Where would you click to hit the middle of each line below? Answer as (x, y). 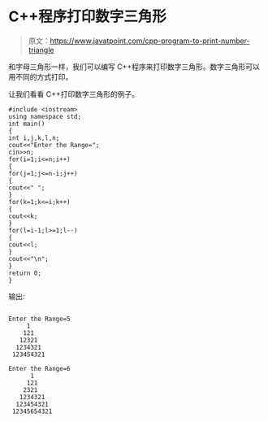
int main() (27, 124)
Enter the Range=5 (39, 319)
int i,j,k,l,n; (34, 138)
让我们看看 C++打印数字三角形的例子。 (74, 94)
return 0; (25, 273)
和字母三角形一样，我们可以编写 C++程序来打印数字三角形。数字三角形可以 (134, 67)
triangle (41, 50)
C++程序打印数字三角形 (87, 17)
